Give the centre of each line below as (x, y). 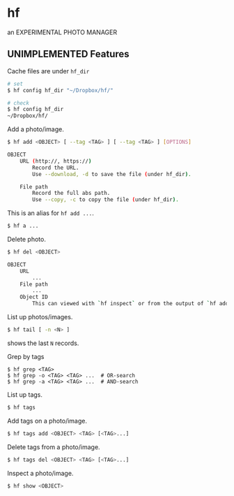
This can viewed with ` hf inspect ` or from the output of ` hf (124, 304)
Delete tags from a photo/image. (54, 447)
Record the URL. (56, 168)
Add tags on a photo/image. (47, 421)
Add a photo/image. (36, 129)
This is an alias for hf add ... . (50, 213)
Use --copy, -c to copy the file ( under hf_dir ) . (106, 200)
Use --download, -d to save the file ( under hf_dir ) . (112, 174)
